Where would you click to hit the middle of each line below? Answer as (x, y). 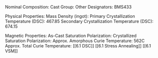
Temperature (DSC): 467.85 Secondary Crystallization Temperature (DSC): (79, 21)
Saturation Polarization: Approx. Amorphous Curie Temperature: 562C (75, 41)
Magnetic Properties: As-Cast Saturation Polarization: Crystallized (71, 36)
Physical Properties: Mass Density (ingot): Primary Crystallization (70, 16)
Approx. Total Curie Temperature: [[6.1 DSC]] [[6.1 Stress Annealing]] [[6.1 (78, 46)
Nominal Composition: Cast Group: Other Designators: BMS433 (68, 7)
